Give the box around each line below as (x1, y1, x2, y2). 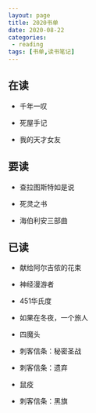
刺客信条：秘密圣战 (19, 346, 82, 356)
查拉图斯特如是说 (19, 182, 75, 192)
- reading (11, 41, 44, 49)
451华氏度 (19, 296, 52, 306)
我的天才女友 (19, 134, 61, 144)
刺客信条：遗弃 (19, 363, 68, 373)
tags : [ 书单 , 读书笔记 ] (8, 48, 75, 56)
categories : (8, 33, 47, 42)
